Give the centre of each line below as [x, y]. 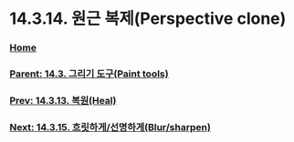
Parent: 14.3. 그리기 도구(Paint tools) [89, 74]
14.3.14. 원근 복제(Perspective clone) [148, 19]
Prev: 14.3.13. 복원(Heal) [63, 100]
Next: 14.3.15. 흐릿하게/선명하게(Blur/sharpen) [110, 127]
